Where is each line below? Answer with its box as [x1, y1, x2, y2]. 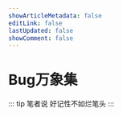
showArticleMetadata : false [8, 11, 103, 20]
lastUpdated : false [8, 26, 74, 34]
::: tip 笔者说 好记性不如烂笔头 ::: [8, 99, 115, 109]
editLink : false [8, 19, 63, 27]
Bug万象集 [8, 71, 78, 89]
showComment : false [8, 34, 74, 42]
